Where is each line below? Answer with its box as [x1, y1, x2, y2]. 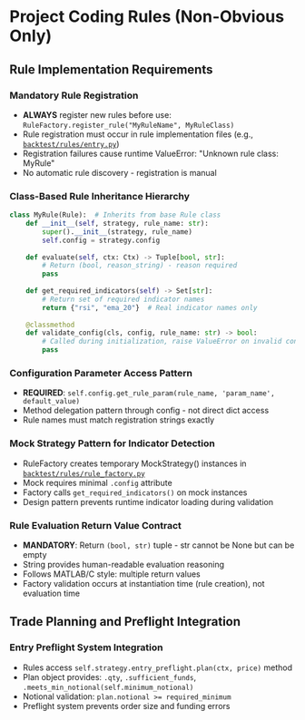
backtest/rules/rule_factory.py [22, 469, 145, 478]
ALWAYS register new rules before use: [22, 109, 172, 120]
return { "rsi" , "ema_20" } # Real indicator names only [42, 303, 258, 312]
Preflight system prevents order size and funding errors [22, 700, 231, 711]
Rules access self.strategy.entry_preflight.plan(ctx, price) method [22, 662, 293, 673]
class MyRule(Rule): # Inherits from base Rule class [9, 210, 221, 219]
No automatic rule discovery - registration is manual [22, 167, 218, 178]
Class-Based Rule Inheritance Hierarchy [9, 190, 191, 202]
